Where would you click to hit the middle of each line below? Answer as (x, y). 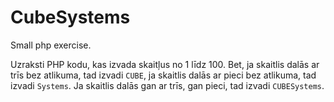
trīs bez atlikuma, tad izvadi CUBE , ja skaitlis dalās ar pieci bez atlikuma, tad (163, 75)
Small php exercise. (51, 45)
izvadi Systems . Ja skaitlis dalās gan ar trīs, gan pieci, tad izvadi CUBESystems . (167, 85)
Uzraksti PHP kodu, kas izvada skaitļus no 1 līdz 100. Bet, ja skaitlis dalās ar (165, 64)
